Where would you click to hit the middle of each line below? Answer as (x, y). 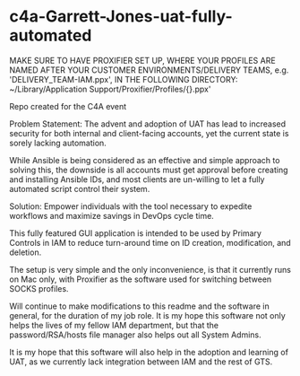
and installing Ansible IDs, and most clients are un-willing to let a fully (137, 179)
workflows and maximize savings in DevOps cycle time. (112, 215)
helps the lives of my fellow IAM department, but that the (114, 325)
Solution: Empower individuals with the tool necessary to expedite (131, 206)
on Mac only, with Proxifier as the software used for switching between (141, 279)
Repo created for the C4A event (68, 106)
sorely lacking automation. (58, 143)
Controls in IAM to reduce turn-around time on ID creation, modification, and (150, 242)
